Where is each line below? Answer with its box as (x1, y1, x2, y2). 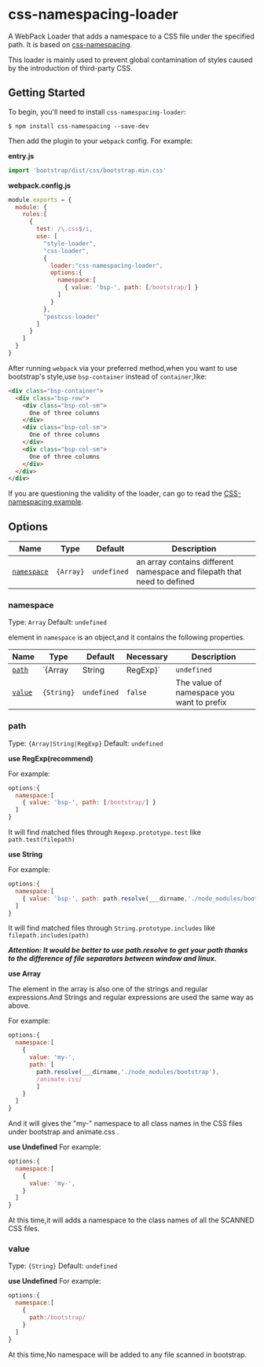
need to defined (136, 576, 195, 587)
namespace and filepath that (136, 566, 242, 577)
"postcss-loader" (42, 313, 101, 321)
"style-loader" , (42, 240, 97, 247)
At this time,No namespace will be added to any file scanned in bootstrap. (8, 1350, 247, 1359)
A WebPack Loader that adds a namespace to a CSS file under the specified (8, 31, 255, 41)
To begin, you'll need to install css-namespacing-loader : (8, 107, 187, 116)
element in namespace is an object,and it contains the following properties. (8, 632, 246, 642)
